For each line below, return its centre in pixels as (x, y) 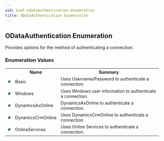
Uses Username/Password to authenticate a (105, 79)
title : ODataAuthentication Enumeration (47, 15)
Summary (109, 72)
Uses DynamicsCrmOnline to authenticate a (104, 115)
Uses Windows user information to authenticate (108, 91)
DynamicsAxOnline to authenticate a (97, 103)
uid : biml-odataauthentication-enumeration (50, 10)
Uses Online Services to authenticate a (100, 127)
